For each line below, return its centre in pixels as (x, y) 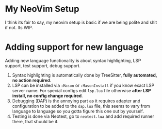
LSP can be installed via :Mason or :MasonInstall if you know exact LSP (83, 85)
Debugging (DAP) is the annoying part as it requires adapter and (76, 101)
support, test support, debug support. (43, 65)
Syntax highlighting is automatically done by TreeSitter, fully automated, (84, 75)
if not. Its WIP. (19, 27)
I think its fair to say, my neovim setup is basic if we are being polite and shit (81, 22)
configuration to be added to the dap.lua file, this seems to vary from (81, 106)
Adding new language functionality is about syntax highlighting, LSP (73, 60)
